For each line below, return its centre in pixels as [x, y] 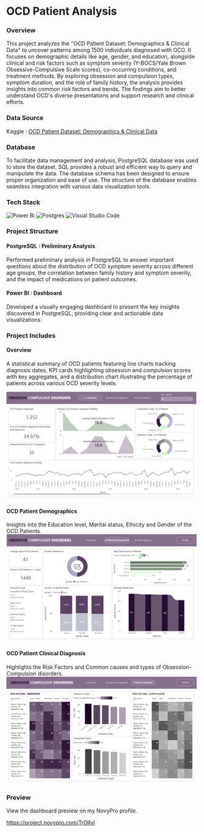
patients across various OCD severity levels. [62, 383]
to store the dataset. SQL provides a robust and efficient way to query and [99, 167]
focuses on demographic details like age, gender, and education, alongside [100, 57]
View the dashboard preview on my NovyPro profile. [72, 811]
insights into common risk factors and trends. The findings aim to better [96, 89]
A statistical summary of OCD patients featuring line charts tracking [91, 363]
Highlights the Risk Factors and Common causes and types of [84, 667]
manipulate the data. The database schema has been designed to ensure [98, 174]
